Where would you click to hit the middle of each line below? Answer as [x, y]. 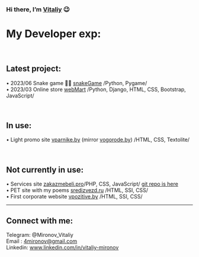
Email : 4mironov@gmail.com [42, 241]
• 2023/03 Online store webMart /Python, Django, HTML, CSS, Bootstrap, [96, 89]
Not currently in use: [45, 170]
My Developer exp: [54, 34]
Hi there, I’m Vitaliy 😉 [38, 9]
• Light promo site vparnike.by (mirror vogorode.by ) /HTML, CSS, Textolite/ [98, 140]
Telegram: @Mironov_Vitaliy [40, 235]
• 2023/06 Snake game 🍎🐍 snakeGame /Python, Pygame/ [77, 83]
